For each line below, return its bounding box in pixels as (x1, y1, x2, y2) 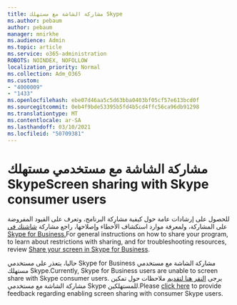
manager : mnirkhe (7, 30, 59, 38)
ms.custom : (7, 76, 40, 84)
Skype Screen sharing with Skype (7, 176, 209, 192)
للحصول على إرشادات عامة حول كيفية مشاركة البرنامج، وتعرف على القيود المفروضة (7, 215, 230, 224)
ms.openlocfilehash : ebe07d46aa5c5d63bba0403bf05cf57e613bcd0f (7, 97, 200, 104)
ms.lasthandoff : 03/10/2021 (7, 123, 91, 131)
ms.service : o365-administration (7, 51, 107, 58)
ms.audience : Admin (7, 37, 66, 44)
